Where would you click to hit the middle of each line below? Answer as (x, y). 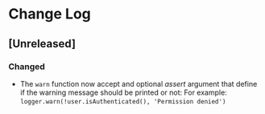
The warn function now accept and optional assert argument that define (139, 83)
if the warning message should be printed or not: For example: (123, 92)
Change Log (50, 14)
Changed (27, 67)
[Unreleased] (42, 44)
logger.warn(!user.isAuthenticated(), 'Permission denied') (123, 101)
